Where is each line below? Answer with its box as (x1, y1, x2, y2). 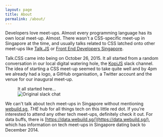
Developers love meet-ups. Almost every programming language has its (5, 30, 153, 36)
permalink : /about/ (5, 16, 46, 21)
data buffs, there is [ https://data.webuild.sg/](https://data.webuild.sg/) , (5, 117, 151, 123)
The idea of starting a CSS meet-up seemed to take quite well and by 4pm (5, 66, 158, 72)
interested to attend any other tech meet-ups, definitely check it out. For (5, 111, 153, 117)
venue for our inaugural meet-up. (5, 76, 74, 82)
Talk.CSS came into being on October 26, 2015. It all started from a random (5, 55, 159, 61)
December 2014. (5, 127, 39, 133)
